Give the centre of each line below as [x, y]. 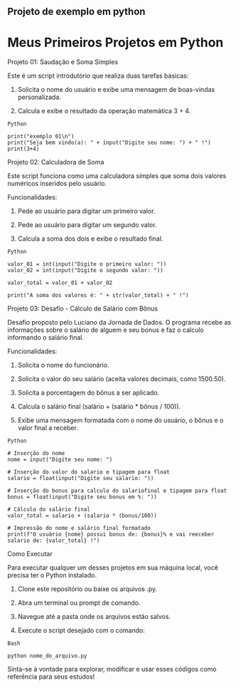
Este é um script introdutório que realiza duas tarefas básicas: [98, 76]
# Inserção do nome [36, 454]
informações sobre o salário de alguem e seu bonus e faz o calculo [106, 330]
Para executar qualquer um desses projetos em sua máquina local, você [113, 568]
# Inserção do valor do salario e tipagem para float [89, 472]
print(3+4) [23, 149]
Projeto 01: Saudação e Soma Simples [63, 62]
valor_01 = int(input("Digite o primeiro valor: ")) [87, 264]
